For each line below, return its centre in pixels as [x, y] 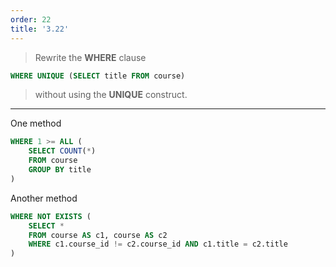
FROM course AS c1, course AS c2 [98, 235]
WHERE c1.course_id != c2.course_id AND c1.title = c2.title [158, 244]
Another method [44, 198]
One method [36, 123]
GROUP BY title [60, 170]
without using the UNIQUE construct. [111, 95]
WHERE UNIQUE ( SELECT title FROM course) [98, 76]
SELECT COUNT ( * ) [62, 151]
